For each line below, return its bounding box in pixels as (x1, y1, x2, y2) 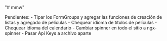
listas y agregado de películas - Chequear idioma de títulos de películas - (5, 20, 157, 25)
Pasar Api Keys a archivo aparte (24, 30, 92, 36)
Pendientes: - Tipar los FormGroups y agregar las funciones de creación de (5, 14, 162, 20)
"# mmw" (5, 5, 25, 10)
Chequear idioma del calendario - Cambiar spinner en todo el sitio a (5, 25, 146, 31)
